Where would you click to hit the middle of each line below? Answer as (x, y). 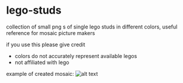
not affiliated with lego (42, 62)
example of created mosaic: (40, 74)
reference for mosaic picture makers (51, 33)
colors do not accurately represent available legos (76, 56)
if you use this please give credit (46, 44)
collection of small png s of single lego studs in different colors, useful (92, 27)
